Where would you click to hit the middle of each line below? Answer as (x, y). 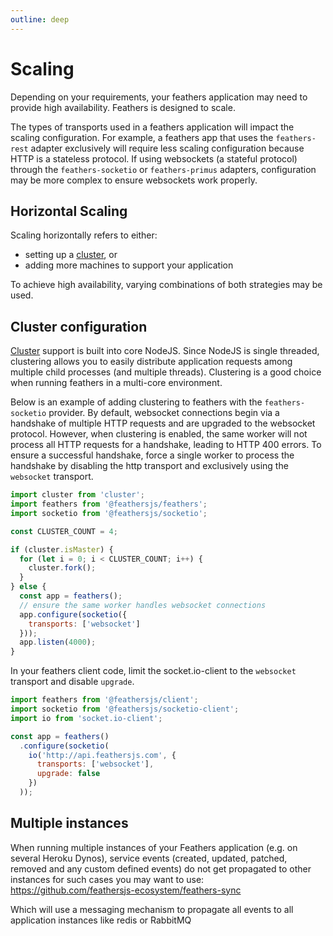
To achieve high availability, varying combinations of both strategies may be (166, 285)
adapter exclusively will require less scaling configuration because (167, 148)
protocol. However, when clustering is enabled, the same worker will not (159, 434)
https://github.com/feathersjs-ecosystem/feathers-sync (126, 890)
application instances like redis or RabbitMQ (101, 920)
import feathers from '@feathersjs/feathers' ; (109, 504)
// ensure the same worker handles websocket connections (143, 605)
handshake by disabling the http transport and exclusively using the (149, 466)
